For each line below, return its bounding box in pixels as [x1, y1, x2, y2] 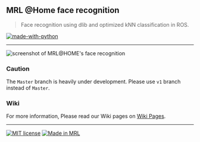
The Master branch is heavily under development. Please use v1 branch [6, 78, 181, 86]
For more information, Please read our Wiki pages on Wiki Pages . [6, 113, 166, 120]
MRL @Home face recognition [6, 5, 120, 15]
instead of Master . [6, 84, 50, 91]
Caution [6, 64, 30, 72]
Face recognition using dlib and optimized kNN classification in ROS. [20, 21, 189, 28]
